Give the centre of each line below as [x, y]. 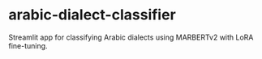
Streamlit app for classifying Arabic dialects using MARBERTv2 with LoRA [131, 37]
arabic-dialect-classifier [92, 15]
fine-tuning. [28, 45]
